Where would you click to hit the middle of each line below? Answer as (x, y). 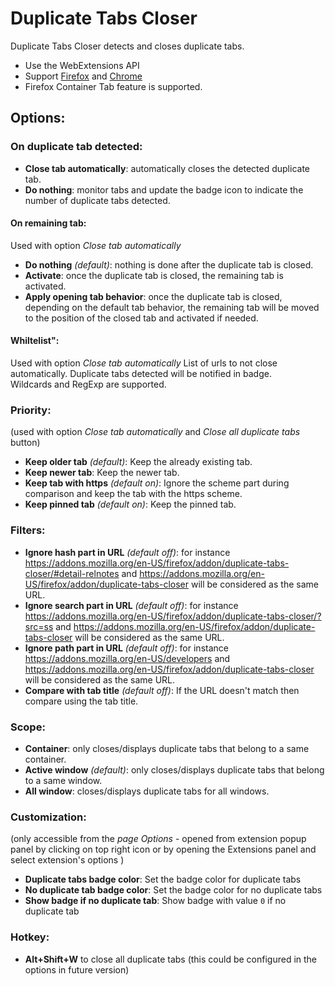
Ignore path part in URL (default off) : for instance (126, 648)
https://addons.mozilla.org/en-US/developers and (127, 658)
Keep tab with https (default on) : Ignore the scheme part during (157, 483)
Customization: (48, 817)
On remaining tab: (48, 223)
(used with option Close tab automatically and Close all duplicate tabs (155, 432)
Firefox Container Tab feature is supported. (113, 86)
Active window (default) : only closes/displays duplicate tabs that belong (174, 769)
